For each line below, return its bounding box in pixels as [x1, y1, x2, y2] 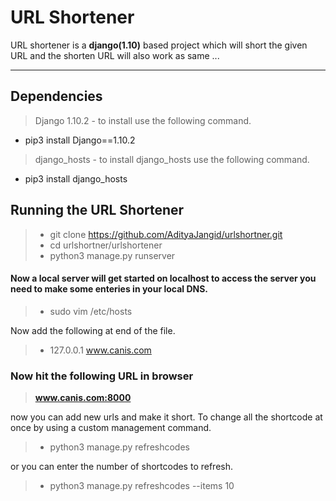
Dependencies [10, 88, 103, 105]
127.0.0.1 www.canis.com [49, 344, 152, 356]
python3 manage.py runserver [49, 249, 176, 261]
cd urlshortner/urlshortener [49, 239, 163, 251]
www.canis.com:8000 [34, 392, 132, 404]
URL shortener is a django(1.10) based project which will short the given [10, 39, 308, 51]
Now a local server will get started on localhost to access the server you [10, 272, 317, 285]
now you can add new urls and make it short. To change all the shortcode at [10, 411, 323, 423]
